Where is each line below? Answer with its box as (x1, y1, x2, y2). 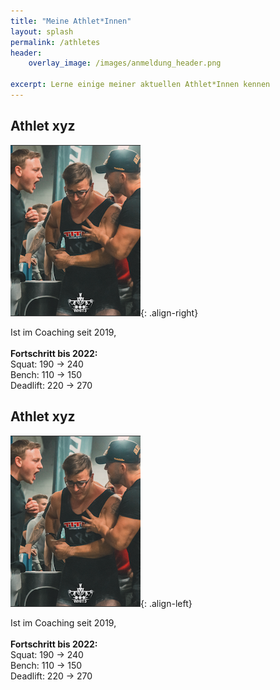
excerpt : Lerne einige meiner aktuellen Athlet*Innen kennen (10, 80, 271, 90)
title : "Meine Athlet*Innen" (10, 16, 132, 26)
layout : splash (10, 26, 74, 37)
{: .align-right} (140, 306, 199, 319)
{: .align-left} (140, 597, 193, 609)
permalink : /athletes (10, 37, 101, 47)
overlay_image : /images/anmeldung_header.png (28, 58, 222, 69)
